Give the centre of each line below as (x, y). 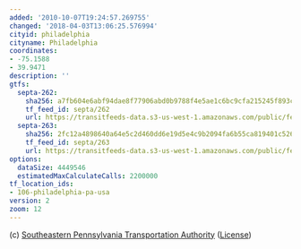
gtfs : (19, 84)
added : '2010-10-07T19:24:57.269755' (80, 17)
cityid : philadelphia (50, 34)
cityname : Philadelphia (54, 43)
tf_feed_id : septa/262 (68, 109)
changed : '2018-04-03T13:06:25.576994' (84, 26)
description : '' (39, 76)
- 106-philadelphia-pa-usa (60, 193)
